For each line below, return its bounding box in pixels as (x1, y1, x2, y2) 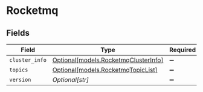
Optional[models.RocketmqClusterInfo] (52, 56, 164, 64)
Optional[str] (52, 76, 89, 84)
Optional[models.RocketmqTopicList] (52, 66, 158, 74)
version (9, 76, 31, 83)
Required (169, 46, 196, 54)
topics (9, 67, 28, 73)
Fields (6, 28, 30, 38)
